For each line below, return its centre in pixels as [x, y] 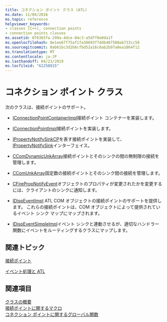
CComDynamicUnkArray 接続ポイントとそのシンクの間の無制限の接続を [86, 156]
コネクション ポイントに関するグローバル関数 [52, 314]
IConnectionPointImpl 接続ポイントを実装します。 [63, 129]
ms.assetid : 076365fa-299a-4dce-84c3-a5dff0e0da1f [59, 38]
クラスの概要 [18, 301]
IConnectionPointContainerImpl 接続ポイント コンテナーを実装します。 [84, 118]
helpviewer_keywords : [28, 24]
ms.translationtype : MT [30, 52]
